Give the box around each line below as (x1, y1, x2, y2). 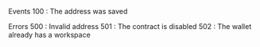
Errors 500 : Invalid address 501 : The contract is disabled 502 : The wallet (8, 22, 252, 31)
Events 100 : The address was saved (8, 7, 128, 16)
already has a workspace (8, 31, 91, 39)
